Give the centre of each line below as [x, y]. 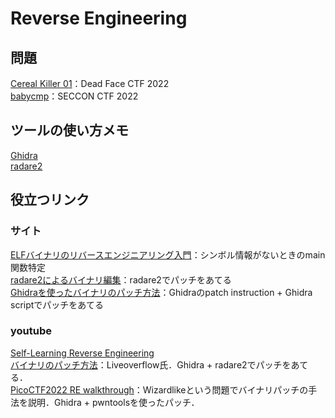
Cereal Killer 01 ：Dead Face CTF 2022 [90, 83]
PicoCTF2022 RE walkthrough [72, 389]
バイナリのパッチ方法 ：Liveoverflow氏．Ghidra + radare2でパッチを [151, 364]
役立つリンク [50, 200]
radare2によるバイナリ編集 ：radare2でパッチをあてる [121, 279]
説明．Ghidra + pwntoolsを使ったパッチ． [113, 402]
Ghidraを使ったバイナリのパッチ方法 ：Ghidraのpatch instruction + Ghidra [161, 292]
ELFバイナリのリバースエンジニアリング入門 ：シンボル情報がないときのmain [168, 254]
